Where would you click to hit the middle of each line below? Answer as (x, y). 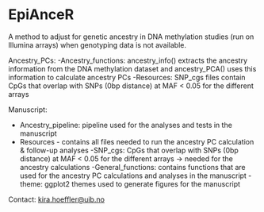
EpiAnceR (41, 15)
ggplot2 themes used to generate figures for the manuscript (142, 183)
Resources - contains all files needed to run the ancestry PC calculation (137, 141)
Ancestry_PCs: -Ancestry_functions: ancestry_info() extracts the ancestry (128, 60)
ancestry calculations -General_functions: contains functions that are (132, 167)
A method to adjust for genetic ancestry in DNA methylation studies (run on (131, 37)
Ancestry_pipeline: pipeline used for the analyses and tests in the (126, 125)
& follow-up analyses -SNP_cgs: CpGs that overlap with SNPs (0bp (129, 150)
